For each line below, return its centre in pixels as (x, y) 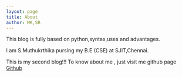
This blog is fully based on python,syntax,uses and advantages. (83, 39)
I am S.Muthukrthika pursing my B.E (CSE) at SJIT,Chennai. (77, 51)
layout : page (22, 11)
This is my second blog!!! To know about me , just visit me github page (91, 62)
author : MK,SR (23, 22)
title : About (22, 17)
